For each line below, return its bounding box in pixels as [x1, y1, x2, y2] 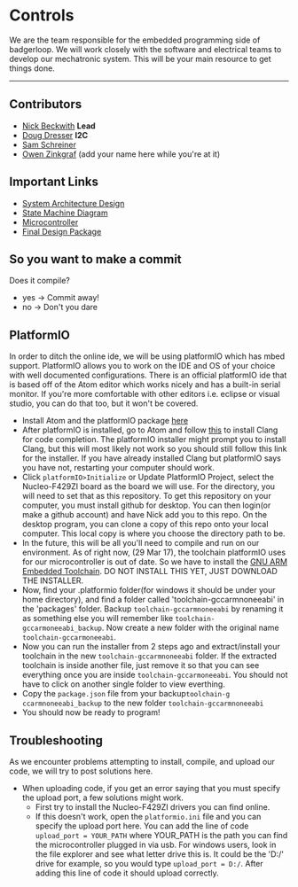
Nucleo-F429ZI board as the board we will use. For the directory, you [21, 481, 276, 492]
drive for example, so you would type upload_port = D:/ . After [35, 859, 263, 868]
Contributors [9, 97, 82, 112]
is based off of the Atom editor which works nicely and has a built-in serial [9, 379, 281, 390]
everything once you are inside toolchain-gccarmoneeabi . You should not [21, 670, 288, 681]
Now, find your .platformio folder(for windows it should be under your [21, 585, 276, 595]
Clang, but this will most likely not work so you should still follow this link [21, 444, 287, 455]
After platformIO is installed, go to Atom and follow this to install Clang [21, 424, 278, 435]
